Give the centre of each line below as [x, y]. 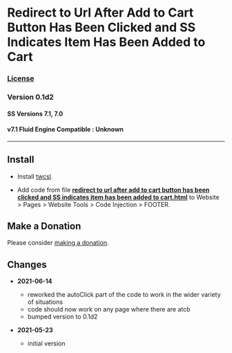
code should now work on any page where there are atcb [109, 309]
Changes [27, 264]
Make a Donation [44, 226]
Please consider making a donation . [58, 243]
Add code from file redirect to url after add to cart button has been [113, 190]
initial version [46, 343]
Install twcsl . [35, 176]
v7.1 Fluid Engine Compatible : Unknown [66, 129]
